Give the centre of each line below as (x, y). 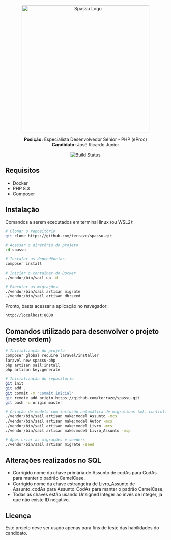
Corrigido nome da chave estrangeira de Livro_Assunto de (74, 484)
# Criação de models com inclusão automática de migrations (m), (76, 412)
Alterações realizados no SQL (53, 460)
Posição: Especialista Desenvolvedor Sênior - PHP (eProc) (85, 139)
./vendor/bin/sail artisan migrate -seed (50, 444)
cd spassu (16, 250)
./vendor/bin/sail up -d (32, 278)
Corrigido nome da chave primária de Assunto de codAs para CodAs (84, 472)
